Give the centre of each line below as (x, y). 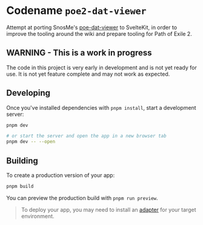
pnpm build (20, 186)
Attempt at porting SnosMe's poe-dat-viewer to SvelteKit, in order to (92, 27)
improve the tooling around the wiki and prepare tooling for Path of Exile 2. (99, 33)
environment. (38, 216)
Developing (28, 93)
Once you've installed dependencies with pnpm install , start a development (101, 107)
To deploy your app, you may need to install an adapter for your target (108, 209)
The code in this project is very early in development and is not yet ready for (101, 67)
